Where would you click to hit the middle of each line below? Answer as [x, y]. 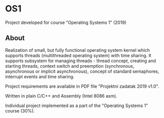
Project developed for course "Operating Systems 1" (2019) [66, 22]
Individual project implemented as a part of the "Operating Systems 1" [77, 106]
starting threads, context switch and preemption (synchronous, [70, 66]
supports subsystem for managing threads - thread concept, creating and [81, 61]
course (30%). [20, 111]
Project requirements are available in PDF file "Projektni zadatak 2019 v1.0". [82, 86]
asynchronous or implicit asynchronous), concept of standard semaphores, [82, 71]
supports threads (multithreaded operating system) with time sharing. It [78, 55]
